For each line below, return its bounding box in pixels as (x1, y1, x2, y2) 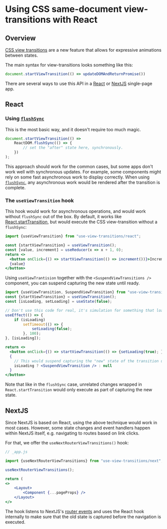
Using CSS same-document (5, 3, 122, 15)
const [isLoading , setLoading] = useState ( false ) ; (5, 299, 112, 304)
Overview (5, 34, 36, 42)
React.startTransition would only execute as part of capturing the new (5, 387, 153, 393)
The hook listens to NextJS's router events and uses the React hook (5, 508, 144, 514)
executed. (5, 519, 26, 525)
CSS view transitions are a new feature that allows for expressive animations (5, 47, 162, 53)
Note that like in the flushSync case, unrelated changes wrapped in (5, 381, 143, 387)
